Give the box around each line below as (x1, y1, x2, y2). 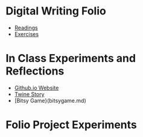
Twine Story (14, 90, 45, 97)
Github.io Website (14, 84, 59, 91)
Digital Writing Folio (5, 4, 106, 18)
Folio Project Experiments (5, 118, 137, 132)
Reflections (5, 64, 65, 78)
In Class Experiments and (5, 52, 136, 65)
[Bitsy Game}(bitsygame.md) (14, 97, 86, 104)
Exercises (14, 30, 39, 37)
